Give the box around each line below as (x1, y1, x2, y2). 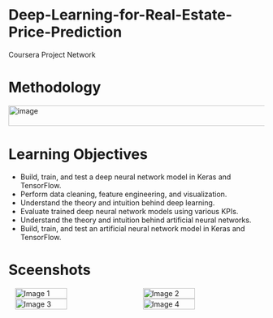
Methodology (8, 79, 102, 97)
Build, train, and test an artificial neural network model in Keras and (19, 223, 245, 233)
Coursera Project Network (8, 49, 96, 59)
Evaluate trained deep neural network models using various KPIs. (19, 206, 239, 216)
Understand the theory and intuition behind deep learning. (19, 197, 215, 208)
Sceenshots (8, 261, 91, 279)
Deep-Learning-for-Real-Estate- (8, 6, 233, 24)
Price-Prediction (8, 23, 123, 41)
